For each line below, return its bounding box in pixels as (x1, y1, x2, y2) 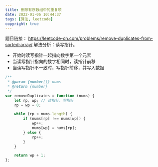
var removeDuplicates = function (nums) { (5, 93, 95, 98)
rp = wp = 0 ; (14, 103, 41, 108)
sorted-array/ (5, 42, 33, 48)
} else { (23, 130, 41, 135)
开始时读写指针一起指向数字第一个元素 (12, 52, 91, 58)
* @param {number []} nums (7, 79, 61, 85)
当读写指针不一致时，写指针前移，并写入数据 (12, 65, 105, 71)
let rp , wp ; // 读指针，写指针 (14, 98, 74, 103)
